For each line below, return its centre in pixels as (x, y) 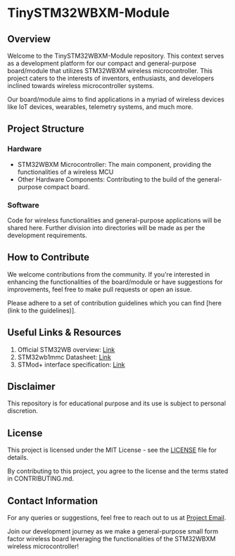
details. (18, 457)
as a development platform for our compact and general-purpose (102, 63)
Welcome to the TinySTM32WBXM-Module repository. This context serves (116, 56)
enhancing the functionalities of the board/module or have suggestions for (115, 282)
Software (24, 205)
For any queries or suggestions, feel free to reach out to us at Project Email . (117, 518)
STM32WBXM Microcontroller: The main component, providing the (114, 164)
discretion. (23, 411)
